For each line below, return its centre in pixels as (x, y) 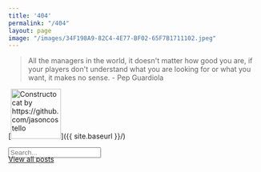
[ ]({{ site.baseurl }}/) (67, 136)
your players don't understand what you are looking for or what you (139, 70)
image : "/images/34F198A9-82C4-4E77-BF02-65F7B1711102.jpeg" (112, 38)
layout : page (30, 30)
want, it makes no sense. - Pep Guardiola (96, 78)
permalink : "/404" (39, 23)
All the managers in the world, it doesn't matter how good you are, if (140, 61)
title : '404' (30, 16)
